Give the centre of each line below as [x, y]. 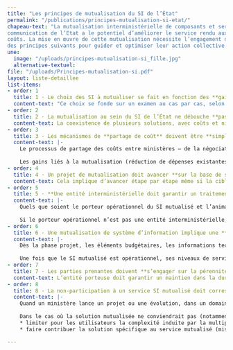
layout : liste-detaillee [43, 78]
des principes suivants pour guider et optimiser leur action [99, 46]
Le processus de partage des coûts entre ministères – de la [110, 149]
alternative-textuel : [45, 65]
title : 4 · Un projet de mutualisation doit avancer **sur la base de [118, 175]
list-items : [24, 85]
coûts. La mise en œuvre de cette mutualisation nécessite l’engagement [114, 40]
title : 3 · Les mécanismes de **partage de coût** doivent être [108, 136]
